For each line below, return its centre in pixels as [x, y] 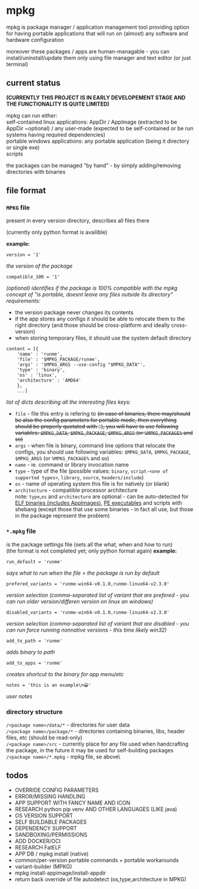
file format [26, 190]
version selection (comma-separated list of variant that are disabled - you [98, 623]
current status [33, 83]
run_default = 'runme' [34, 561]
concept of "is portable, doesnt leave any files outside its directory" [90, 295]
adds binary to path [31, 652]
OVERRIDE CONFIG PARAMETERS [56, 790]
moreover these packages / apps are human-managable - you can [88, 51]
